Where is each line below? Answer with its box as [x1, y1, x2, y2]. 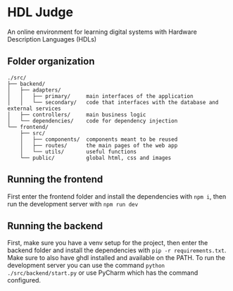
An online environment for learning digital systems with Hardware [7, 27, 197, 36]
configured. [7, 276, 41, 285]
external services [7, 105, 61, 112]
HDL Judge [7, 4, 74, 20]
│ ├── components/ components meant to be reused [20, 135, 178, 143]
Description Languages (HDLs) [7, 35, 97, 43]
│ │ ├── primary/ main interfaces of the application [7, 92, 194, 99]
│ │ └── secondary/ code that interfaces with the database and [7, 99, 219, 106]
